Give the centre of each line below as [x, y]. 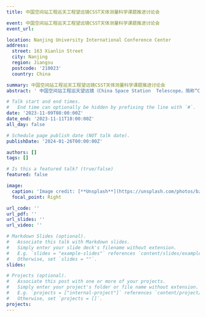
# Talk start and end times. [44, 102]
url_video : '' [25, 225]
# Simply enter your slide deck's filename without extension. [91, 248]
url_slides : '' [26, 220]
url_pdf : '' [21, 214]
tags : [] [17, 158]
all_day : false [26, 124]
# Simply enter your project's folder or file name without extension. [103, 287]
